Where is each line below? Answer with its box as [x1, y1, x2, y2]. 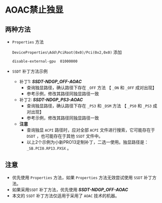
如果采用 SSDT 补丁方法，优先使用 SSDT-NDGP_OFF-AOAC [12, 187, 129, 192]
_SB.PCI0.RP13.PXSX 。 [26, 145, 72, 151]
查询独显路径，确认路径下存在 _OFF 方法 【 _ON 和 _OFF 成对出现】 [26, 84, 157, 90]
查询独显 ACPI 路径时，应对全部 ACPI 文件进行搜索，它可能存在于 [26, 127, 155, 133]
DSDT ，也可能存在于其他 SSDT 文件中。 [26, 133, 103, 139]
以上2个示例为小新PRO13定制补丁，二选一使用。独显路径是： [26, 139, 149, 145]
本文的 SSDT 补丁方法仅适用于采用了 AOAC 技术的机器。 [12, 192, 120, 199]
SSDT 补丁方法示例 [12, 68, 48, 74]
